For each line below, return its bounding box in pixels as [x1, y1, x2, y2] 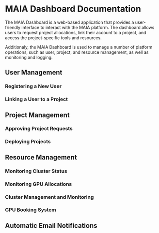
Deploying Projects [5, 138, 51, 145]
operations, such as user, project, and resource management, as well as [5, 49, 149, 55]
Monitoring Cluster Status [5, 168, 67, 175]
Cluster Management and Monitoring [5, 193, 94, 200]
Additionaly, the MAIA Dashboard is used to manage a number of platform [5, 44, 153, 50]
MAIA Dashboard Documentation [5, 3, 142, 15]
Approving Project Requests [5, 125, 73, 132]
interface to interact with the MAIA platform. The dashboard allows [21, 24, 155, 30]
